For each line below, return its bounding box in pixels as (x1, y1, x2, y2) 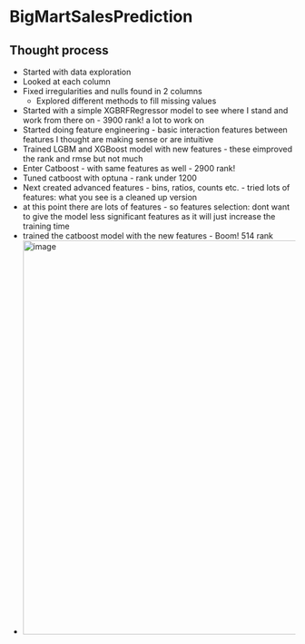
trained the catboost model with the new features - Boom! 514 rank (22, 230, 274, 241)
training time (22, 220, 70, 231)
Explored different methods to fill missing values (35, 95, 217, 106)
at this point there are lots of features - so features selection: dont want (22, 201, 290, 212)
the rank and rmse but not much (22, 153, 143, 164)
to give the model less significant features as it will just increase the (22, 211, 276, 221)
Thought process (9, 43, 109, 58)
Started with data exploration (22, 66, 132, 77)
